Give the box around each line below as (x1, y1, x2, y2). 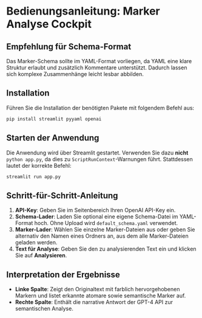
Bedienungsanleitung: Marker (6, 4, 161, 18)
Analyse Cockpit (6, 17, 92, 31)
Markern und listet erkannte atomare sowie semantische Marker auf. (15, 292, 186, 299)
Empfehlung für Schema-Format (6, 41, 132, 52)
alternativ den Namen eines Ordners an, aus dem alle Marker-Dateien (15, 232, 189, 240)
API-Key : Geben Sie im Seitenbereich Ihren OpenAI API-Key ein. (15, 207, 176, 214)
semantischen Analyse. (15, 305, 74, 312)
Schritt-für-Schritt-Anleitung (6, 190, 118, 201)
